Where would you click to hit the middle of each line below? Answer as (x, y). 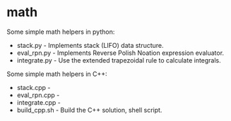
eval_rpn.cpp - (38, 95)
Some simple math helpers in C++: (57, 74)
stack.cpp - (34, 87)
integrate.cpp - (38, 102)
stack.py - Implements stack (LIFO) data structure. (90, 45)
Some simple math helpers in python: (61, 32)
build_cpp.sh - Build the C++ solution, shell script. (89, 110)
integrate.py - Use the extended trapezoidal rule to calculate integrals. (119, 60)
